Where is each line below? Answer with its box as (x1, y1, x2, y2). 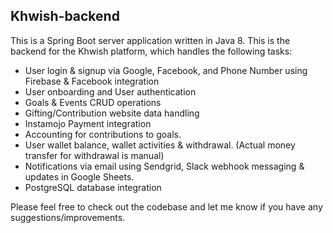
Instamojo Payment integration (24, 117, 152, 129)
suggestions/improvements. (10, 211, 126, 223)
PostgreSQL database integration (24, 181, 162, 193)
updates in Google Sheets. (24, 170, 135, 183)
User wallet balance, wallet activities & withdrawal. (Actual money (24, 139, 296, 151)
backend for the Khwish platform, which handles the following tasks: (10, 45, 293, 57)
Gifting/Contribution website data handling (24, 107, 200, 119)
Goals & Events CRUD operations (24, 96, 162, 108)
